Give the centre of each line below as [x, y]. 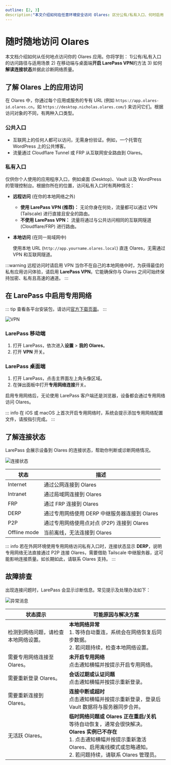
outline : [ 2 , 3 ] [22, 10]
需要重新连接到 [26, 695]
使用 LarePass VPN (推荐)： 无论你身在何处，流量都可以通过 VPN [89, 207]
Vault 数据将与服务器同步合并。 [106, 707]
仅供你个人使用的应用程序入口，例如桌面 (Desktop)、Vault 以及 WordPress [83, 179]
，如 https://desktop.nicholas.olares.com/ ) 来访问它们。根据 [98, 107]
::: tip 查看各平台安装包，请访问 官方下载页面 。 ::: [56, 309]
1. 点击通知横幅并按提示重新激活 [108, 739]
